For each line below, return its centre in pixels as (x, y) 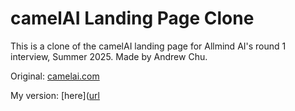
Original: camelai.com (55, 76)
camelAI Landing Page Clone (132, 18)
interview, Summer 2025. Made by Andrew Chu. (109, 56)
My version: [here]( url (55, 95)
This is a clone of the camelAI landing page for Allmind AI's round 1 (148, 46)
